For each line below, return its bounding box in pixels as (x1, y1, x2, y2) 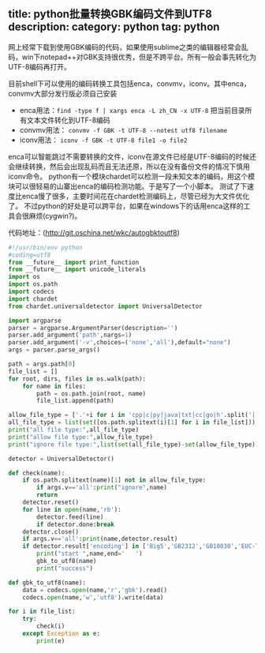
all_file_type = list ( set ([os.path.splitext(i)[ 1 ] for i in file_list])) (8, 418, 256, 426)
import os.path (8, 280, 58, 288)
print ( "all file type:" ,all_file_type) (8, 426, 140, 434)
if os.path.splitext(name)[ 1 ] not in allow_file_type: (22, 476, 207, 484)
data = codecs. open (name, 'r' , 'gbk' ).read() (22, 586, 168, 594)
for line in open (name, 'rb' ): (22, 505, 122, 513)
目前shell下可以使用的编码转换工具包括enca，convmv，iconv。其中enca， (8, 78, 251, 88)
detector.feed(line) (36, 512, 104, 521)
